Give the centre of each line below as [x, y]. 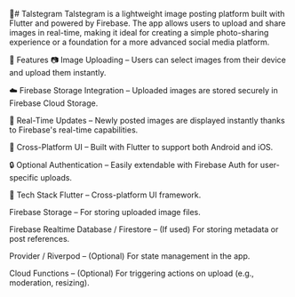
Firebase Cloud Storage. [54, 103]
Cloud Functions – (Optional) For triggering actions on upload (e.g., [132, 273]
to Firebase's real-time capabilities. [74, 130]
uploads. [56, 177]
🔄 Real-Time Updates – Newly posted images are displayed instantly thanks [147, 120]
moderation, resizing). [50, 283]
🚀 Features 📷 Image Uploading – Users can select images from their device [147, 60]
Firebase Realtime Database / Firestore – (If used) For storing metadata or [144, 229]
